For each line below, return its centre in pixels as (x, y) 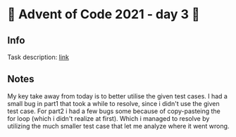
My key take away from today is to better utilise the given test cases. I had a (117, 96)
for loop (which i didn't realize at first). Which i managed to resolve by (108, 118)
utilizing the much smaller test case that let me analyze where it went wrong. (118, 126)
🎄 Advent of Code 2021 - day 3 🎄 (104, 14)
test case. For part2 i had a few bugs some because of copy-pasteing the (114, 111)
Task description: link (38, 57)
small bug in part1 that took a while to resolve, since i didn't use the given (113, 103)
